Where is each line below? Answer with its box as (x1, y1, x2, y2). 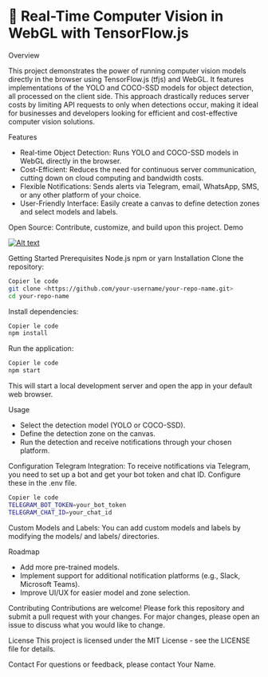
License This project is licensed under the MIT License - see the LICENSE (8, 636, 250, 645)
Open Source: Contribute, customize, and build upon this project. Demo (8, 222, 243, 232)
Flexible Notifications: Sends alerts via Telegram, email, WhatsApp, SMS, (19, 181, 259, 191)
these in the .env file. (8, 478, 77, 488)
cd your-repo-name (8, 292, 69, 300)
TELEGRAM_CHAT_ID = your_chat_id (8, 508, 112, 517)
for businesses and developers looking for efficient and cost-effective (8, 108, 238, 118)
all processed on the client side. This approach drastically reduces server (8, 91, 250, 100)
